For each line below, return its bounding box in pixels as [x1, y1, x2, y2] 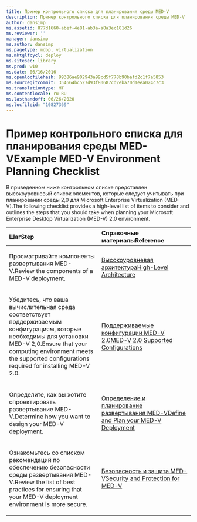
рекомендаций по [9, 456, 60, 464]
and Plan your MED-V [101, 416, 162, 424]
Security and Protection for [105, 474, 180, 483]
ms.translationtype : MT [6, 85, 64, 91]
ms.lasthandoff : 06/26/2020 [6, 96, 75, 102]
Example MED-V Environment [13, 152, 161, 165]
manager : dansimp [6, 36, 49, 42]
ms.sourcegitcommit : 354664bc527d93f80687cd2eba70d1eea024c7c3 [6, 80, 164, 86]
